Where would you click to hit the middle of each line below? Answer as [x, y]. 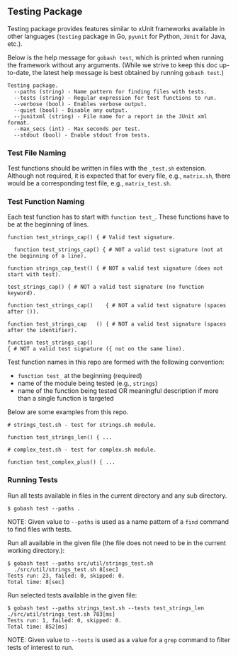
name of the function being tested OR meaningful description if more [118, 391]
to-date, [19, 72]
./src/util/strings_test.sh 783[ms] [61, 614]
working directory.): [36, 550]
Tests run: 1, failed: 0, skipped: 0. [64, 620]
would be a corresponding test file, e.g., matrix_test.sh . [90, 183]
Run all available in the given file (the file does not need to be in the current [117, 543]
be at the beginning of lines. [48, 224]
